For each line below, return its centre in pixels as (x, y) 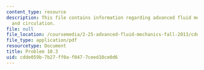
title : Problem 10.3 (32, 52)
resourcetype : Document (36, 46)
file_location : (25, 35)
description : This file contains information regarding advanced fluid (99, 18)
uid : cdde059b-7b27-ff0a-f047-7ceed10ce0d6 (62, 57)
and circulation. (34, 23)
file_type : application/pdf (42, 40)
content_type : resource (36, 12)
